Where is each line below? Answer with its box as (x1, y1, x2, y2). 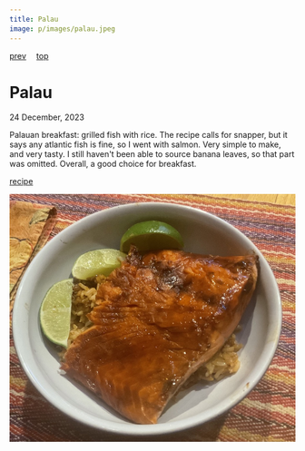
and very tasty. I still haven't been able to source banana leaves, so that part (9, 149, 295, 160)
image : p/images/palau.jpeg (9, 24, 116, 34)
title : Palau (9, 15, 59, 24)
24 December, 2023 (9, 112, 84, 123)
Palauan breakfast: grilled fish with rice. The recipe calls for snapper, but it (9, 130, 288, 141)
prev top (9, 50, 49, 61)
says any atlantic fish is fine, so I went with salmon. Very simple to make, (9, 139, 281, 150)
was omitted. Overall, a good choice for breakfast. (9, 159, 197, 170)
